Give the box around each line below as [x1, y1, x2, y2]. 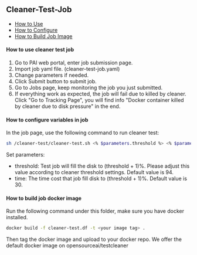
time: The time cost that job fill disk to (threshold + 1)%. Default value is [14, 175, 188, 182]
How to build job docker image [6, 195, 82, 202]
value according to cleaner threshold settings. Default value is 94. [14, 169, 174, 176]
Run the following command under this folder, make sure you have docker [6, 208, 185, 215]
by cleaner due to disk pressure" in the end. [14, 103, 121, 110]
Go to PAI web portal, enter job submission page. [14, 59, 133, 66]
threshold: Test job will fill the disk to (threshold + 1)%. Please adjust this [14, 162, 190, 169]
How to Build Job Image [14, 32, 73, 40]
